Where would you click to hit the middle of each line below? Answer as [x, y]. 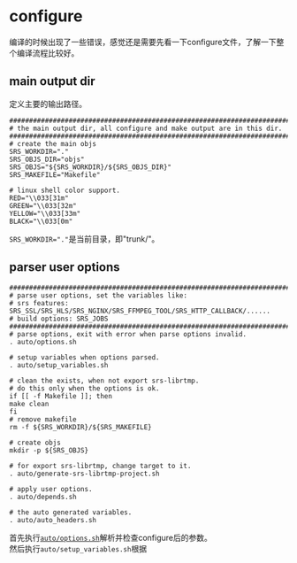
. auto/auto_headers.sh [53, 520]
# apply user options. [51, 489]
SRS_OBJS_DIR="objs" [47, 159]
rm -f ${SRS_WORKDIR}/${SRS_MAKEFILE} [80, 427]
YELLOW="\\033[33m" [45, 213]
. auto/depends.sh [43, 497]
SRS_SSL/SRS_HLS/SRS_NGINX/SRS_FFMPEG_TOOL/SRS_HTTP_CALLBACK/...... [140, 311]
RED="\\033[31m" [39, 198]
